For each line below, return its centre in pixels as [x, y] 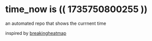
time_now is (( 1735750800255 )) [77, 9]
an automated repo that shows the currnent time [56, 23]
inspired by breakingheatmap [36, 33]
